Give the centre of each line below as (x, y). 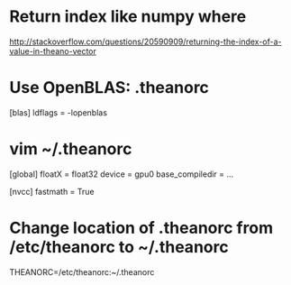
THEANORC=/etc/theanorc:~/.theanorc (82, 271)
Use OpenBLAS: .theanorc (109, 88)
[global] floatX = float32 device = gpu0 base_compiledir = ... (122, 174)
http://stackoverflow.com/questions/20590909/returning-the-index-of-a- (145, 41)
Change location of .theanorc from (141, 228)
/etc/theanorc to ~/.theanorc (119, 247)
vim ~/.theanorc (71, 149)
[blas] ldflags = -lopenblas (59, 112)
